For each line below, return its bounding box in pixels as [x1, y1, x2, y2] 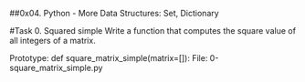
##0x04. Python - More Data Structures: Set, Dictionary [9, 8, 219, 18]
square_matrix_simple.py [9, 63, 103, 73]
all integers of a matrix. [9, 36, 96, 46]
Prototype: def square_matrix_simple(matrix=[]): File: [9, 53, 208, 63]
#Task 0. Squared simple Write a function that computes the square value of [9, 26, 297, 36]
